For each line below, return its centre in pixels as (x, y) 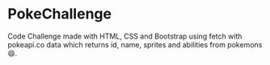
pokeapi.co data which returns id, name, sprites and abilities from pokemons (135, 44)
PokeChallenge (60, 14)
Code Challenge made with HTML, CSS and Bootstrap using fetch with (125, 36)
